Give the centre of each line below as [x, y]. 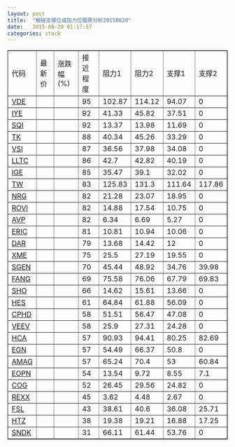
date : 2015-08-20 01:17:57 [50, 27]
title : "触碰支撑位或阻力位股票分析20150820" [69, 20]
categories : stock [34, 33]
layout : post [26, 14]
